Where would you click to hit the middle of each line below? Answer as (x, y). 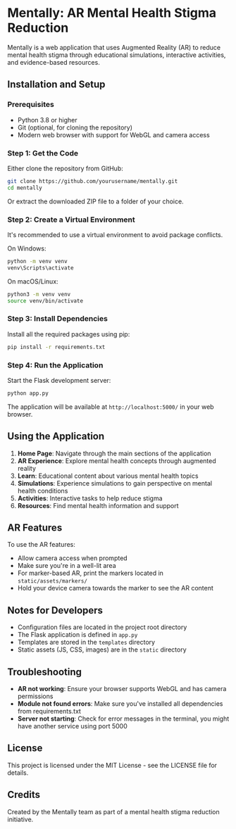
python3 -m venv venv (39, 294)
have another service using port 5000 (73, 726)
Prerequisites (31, 105)
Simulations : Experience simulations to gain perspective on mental (115, 483)
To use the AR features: (42, 545)
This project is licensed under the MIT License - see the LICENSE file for (112, 765)
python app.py (28, 393)
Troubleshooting (45, 672)
